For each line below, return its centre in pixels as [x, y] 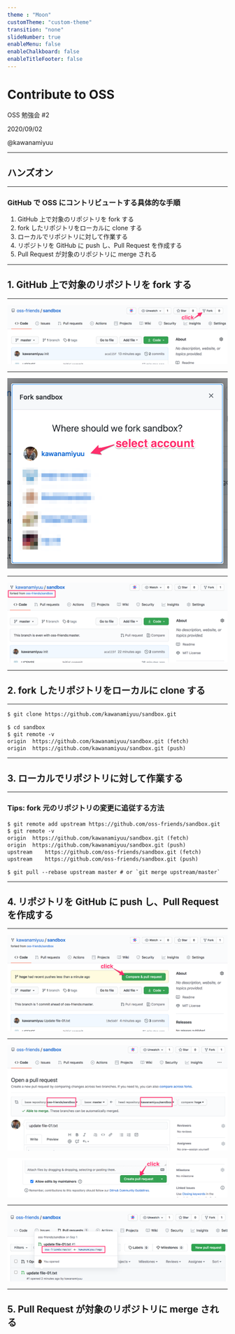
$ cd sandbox [26, 728]
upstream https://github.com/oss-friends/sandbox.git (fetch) [104, 852]
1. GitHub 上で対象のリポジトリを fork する [100, 285]
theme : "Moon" [29, 15]
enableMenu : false [34, 44]
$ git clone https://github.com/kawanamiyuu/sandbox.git [92, 714]
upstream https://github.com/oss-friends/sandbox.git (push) [103, 859]
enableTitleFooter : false [45, 60]
